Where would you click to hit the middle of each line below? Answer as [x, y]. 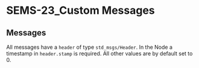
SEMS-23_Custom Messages [81, 11]
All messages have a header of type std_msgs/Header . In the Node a [90, 47]
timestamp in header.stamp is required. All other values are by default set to [99, 54]
